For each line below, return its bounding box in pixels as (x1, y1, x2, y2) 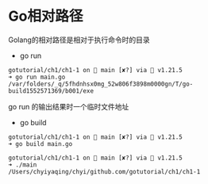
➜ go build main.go (8, 140, 73, 148)
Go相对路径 (8, 7, 83, 25)
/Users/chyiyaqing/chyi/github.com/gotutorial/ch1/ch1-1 (8, 167, 201, 175)
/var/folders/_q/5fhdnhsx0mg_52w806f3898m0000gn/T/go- (8, 80, 194, 88)
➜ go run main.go (8, 73, 66, 81)
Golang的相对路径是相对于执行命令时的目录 (8, 35, 150, 44)
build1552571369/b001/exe (8, 86, 94, 95)
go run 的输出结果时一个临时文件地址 (8, 102, 129, 111)
